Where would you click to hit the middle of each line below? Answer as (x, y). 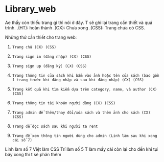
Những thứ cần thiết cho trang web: (41, 37)
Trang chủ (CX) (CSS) (34, 47)
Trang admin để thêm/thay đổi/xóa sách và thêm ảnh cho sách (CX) (81, 113)
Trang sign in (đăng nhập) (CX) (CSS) (52, 57)
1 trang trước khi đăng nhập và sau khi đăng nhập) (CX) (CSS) (78, 80)
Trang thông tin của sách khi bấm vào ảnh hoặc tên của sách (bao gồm (86, 75)
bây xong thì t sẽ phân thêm (33, 154)
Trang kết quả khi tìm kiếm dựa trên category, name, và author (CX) (85, 89)
